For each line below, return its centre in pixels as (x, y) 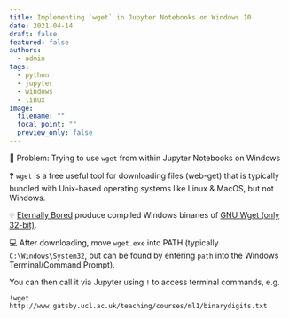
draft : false (33, 34)
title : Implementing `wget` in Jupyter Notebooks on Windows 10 (130, 17)
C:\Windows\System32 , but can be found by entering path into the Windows (144, 255)
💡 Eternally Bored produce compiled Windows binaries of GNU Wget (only (144, 214)
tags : (19, 67)
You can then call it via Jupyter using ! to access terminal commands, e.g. (145, 282)
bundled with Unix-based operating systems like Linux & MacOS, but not (142, 188)
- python (33, 75)
